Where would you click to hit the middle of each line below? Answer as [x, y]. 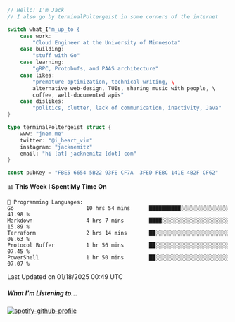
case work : [36, 36]
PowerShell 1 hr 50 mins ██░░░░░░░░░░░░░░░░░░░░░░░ [118, 258]
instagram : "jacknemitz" [56, 147]
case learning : [42, 62]
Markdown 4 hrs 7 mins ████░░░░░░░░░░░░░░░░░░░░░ [118, 221]
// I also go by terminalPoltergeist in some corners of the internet [113, 17]
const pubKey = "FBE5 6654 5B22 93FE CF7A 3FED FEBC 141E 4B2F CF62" [113, 173]
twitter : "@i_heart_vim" [56, 140]
